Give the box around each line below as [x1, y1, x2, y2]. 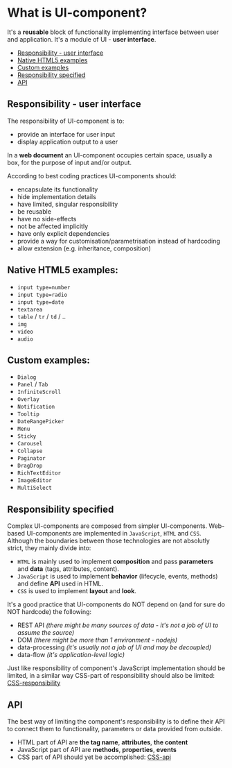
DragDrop [17, 463, 43, 470]
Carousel [17, 441, 43, 447]
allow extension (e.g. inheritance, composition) [17, 244, 151, 253]
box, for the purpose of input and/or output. [7, 158, 132, 167]
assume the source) [17, 629, 75, 637]
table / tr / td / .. [17, 312, 66, 321]
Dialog [17, 374, 37, 381]
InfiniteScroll [17, 389, 62, 396]
